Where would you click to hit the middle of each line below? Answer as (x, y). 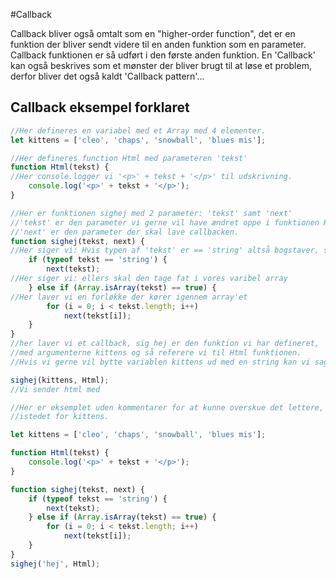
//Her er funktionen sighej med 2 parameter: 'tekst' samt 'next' (151, 213)
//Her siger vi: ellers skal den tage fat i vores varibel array (149, 279)
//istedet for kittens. (60, 417)
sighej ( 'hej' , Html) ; (55, 564)
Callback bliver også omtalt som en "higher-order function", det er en (153, 33)
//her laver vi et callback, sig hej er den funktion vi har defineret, (165, 344)
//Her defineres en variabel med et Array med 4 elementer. (138, 130)
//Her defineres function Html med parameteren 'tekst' (129, 158)
